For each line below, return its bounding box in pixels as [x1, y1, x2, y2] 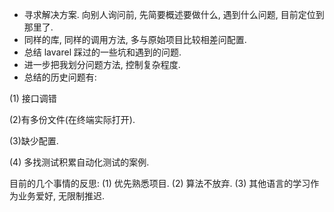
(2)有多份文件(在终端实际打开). [9, 114, 136, 125]
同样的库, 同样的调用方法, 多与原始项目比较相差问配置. [23, 34, 247, 45]
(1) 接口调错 [9, 93, 57, 104]
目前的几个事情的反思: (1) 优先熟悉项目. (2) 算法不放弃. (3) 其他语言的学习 [9, 178, 311, 189]
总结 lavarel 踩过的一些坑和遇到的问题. [23, 46, 182, 58]
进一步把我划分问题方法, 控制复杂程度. [23, 59, 181, 70]
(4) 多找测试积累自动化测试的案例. [9, 156, 150, 168]
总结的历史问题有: [23, 71, 97, 83]
